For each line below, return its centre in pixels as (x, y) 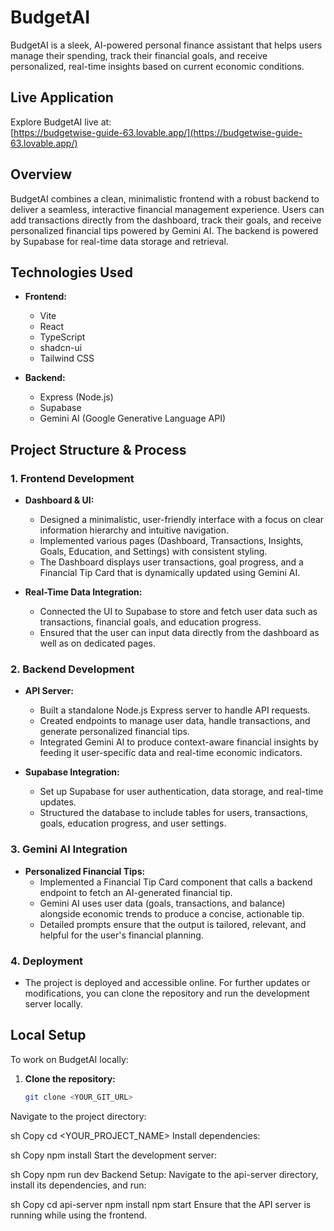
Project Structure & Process (98, 449)
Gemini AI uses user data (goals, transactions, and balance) (162, 903)
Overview (41, 174)
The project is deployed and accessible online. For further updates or (167, 982)
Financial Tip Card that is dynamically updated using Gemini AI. (170, 573)
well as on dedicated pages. (98, 643)
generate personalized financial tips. (114, 732)
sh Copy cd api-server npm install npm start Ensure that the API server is (161, 1204)
